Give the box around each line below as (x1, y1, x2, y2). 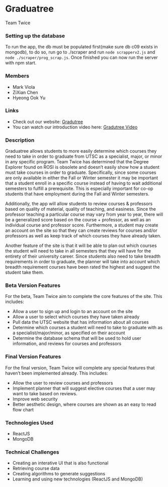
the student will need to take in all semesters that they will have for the (5, 248, 151, 254)
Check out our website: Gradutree (12, 118, 83, 125)
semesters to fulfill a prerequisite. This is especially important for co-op (5, 186, 153, 192)
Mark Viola (12, 84, 35, 90)
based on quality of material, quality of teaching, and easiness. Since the (5, 206, 156, 212)
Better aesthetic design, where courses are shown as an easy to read (12, 401, 156, 407)
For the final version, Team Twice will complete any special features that (5, 364, 155, 371)
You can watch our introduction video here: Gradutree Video (12, 124, 138, 130)
